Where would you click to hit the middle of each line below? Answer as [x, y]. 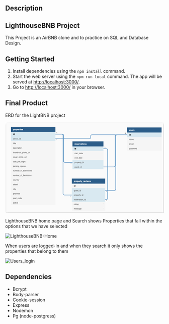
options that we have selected [36, 226]
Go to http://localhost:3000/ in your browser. [59, 87]
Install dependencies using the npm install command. [69, 71]
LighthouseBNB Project [43, 26]
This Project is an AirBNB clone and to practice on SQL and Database [77, 38]
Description [24, 8]
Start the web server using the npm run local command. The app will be [87, 77]
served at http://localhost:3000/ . [46, 82]
